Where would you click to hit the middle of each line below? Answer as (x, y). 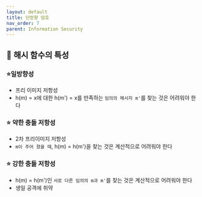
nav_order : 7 (23, 23)
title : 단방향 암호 (28, 18)
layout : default (27, 12)
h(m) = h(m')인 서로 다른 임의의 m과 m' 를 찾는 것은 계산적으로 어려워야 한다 (103, 180)
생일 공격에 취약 (34, 188)
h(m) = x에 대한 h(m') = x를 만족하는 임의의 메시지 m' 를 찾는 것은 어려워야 (102, 97)
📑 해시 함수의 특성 (38, 55)
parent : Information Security (45, 29)
